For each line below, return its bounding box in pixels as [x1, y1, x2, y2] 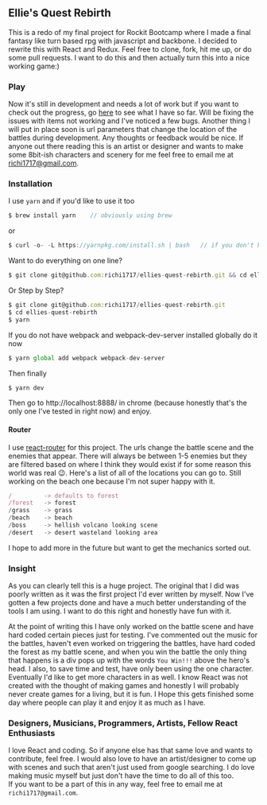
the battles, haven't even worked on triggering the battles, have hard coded [8, 639, 256, 648]
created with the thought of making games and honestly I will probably [8, 681, 240, 690]
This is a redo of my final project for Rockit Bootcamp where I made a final [8, 27, 251, 37]
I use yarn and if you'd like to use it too [8, 196, 135, 206]
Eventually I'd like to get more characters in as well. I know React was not [8, 672, 249, 682]
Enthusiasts [8, 728, 56, 739]
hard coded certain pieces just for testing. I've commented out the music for [8, 630, 258, 640]
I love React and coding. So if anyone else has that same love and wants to [8, 745, 253, 755]
